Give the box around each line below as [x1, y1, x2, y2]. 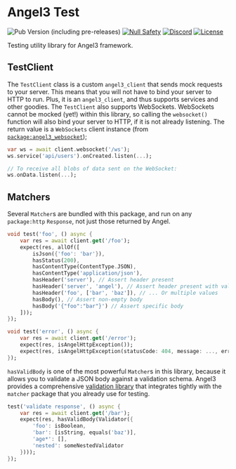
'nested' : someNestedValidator [32, 442, 124, 449]
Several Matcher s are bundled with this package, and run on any [7, 210, 192, 218]
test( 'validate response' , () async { [7, 403, 121, 410]
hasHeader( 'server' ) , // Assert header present [32, 277, 174, 284]
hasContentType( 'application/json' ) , [32, 270, 143, 277]
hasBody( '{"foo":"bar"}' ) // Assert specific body [32, 303, 184, 310]
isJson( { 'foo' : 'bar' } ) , [32, 250, 105, 257]
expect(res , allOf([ [20, 244, 80, 251]
